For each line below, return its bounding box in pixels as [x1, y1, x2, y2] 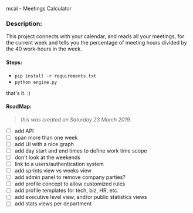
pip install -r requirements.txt [14, 73, 97, 79]
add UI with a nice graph [14, 140, 75, 147]
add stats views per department [14, 200, 92, 207]
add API [14, 127, 34, 134]
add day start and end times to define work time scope [14, 147, 147, 154]
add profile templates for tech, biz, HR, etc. [14, 187, 119, 194]
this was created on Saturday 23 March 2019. [20, 116, 132, 123]
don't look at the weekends [14, 154, 81, 161]
